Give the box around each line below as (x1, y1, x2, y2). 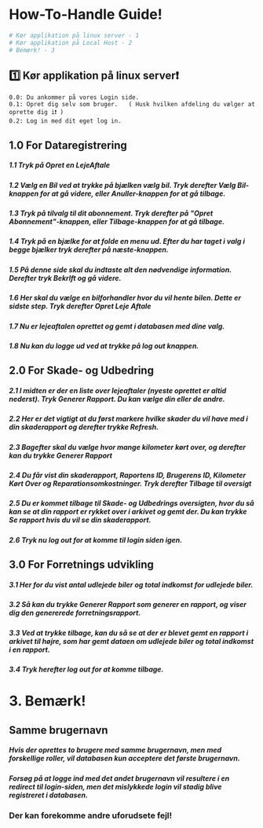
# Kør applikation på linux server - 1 (9, 31, 140, 39)
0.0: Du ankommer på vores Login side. (9, 94, 140, 101)
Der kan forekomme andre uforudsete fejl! (9, 810, 173, 821)
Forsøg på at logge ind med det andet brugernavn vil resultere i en (9, 773, 230, 783)
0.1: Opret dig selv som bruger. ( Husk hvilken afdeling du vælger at (9, 101, 256, 109)
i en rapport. (9, 645, 50, 654)
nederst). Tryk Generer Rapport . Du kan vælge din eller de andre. (9, 394, 226, 403)
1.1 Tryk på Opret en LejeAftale (9, 160, 111, 170)
